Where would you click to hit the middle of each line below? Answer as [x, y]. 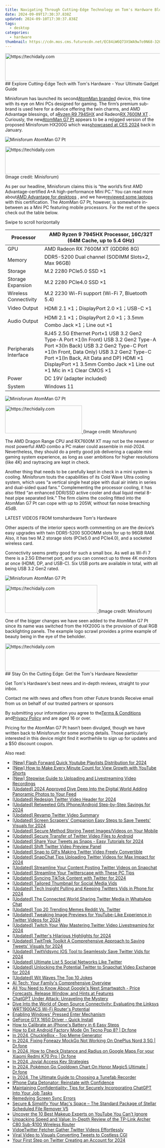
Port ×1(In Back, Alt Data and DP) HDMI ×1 [94, 358]
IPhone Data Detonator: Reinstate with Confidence [63, 1082]
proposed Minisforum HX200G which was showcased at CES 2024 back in [80, 124]
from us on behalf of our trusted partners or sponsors [59, 703]
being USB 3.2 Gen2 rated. [32, 569]
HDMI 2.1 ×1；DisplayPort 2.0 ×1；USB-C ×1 [98, 308]
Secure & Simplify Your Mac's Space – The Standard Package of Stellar [84, 1103]
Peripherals [21, 348]
